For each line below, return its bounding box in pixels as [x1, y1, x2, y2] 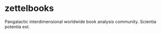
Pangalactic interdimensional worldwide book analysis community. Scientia [4, 19, 157, 24]
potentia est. [4, 23, 30, 29]
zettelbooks [4, 3, 54, 14]
